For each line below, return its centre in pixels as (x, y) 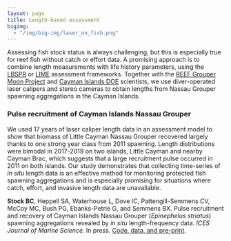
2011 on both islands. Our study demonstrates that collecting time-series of (114, 165)
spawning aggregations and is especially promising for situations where (109, 180)
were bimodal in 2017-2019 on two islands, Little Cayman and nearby (105, 151)
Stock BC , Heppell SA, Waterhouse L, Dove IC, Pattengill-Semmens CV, (109, 201)
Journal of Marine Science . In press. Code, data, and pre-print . (97, 230)
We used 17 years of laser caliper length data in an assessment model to (110, 129)
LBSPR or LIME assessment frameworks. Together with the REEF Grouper (111, 74)
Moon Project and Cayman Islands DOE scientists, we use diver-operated (111, 82)
